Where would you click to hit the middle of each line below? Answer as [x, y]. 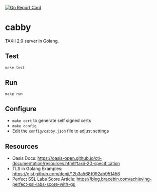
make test [15, 68]
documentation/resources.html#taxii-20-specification [66, 164]
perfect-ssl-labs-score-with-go [44, 184]
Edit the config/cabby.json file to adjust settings [60, 131]
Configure [21, 108]
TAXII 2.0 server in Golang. [32, 41]
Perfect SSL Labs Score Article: [44, 179]
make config [24, 126]
